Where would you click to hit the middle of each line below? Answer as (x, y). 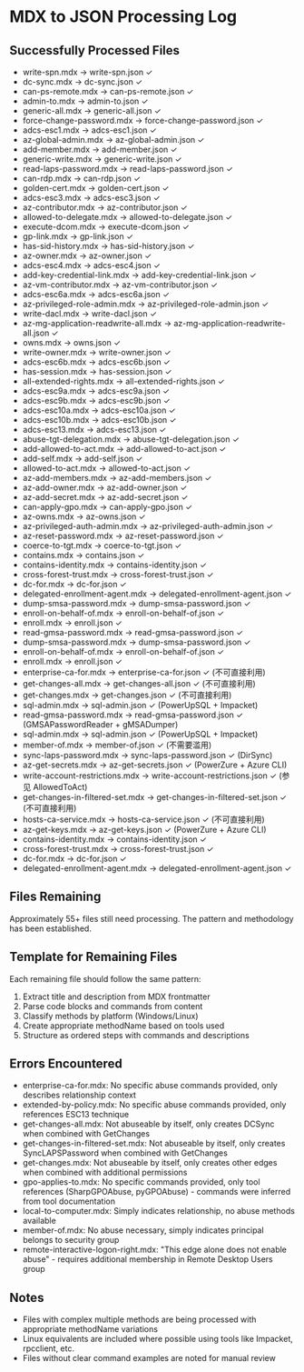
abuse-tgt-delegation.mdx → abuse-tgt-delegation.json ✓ (131, 439)
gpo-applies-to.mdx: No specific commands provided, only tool (141, 1182)
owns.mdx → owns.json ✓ (71, 342)
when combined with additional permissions (105, 1172)
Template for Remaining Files (93, 957)
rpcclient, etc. (49, 1348)
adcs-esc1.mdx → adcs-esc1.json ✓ (89, 130)
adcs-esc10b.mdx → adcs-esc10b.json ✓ (99, 420)
